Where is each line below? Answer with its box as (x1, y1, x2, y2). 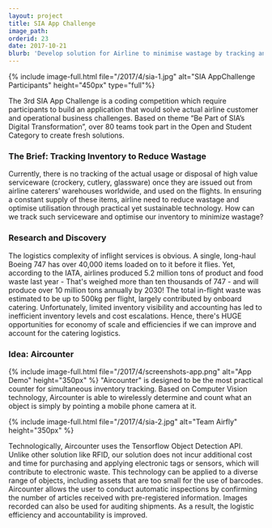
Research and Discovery (8, 232, 107, 244)
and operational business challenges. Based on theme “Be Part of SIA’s (8, 113, 245, 122)
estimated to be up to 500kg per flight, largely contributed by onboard (8, 293, 242, 304)
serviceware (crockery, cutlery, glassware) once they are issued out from (8, 177, 253, 187)
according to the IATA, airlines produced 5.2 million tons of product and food (8, 268, 264, 278)
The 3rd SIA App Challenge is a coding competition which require (8, 96, 227, 105)
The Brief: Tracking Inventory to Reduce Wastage (8, 151, 206, 162)
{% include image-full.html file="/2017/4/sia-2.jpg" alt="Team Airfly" (8, 416, 238, 426)
